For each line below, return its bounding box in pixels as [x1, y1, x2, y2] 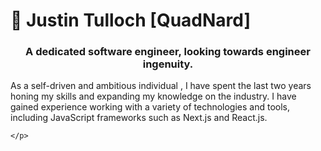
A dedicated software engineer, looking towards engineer [25, 45, 311, 59]
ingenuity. [142, 57, 194, 71]
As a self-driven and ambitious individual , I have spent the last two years [10, 80, 312, 92]
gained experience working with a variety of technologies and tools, [10, 101, 291, 113]
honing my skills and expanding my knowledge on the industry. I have [10, 90, 297, 103]
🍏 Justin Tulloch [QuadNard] [10, 9, 252, 32]
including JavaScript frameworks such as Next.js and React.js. [10, 112, 268, 124]
